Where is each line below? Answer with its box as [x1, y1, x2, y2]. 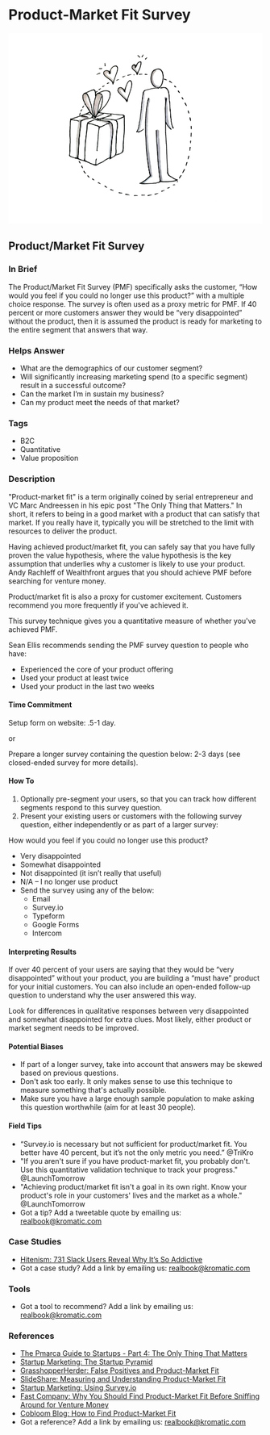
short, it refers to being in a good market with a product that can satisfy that [8, 508, 260, 518]
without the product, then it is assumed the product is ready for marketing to [8, 316, 262, 326]
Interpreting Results [8, 947, 77, 956]
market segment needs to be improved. [8, 1023, 139, 1033]
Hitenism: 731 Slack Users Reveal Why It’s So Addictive [19, 1254, 203, 1264]
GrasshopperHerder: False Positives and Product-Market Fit [19, 1366, 219, 1375]
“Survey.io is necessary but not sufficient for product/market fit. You [19, 1139, 247, 1148]
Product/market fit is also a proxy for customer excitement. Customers [8, 592, 242, 601]
